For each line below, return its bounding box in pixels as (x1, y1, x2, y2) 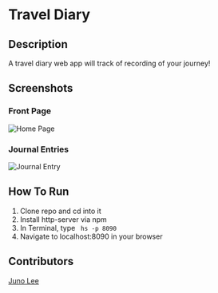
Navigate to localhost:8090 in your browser (19, 232, 163, 241)
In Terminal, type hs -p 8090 (19, 223, 117, 232)
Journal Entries (8, 144, 69, 155)
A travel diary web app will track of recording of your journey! (8, 58, 211, 68)
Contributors (8, 255, 74, 268)
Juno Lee (8, 275, 40, 285)
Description (8, 38, 68, 51)
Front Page (8, 105, 52, 117)
